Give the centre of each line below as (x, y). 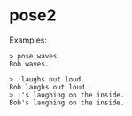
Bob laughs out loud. (49, 87)
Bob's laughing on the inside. (67, 103)
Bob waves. (29, 64)
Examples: (28, 40)
